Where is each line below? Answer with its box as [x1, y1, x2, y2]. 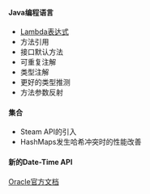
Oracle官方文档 [8, 176, 59, 186]
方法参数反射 [19, 87, 63, 97]
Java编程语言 [8, 7, 54, 17]
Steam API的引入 [19, 127, 77, 137]
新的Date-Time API [8, 158, 73, 167]
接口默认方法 [19, 47, 63, 57]
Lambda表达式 [19, 27, 69, 36]
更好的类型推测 [19, 78, 71, 87]
